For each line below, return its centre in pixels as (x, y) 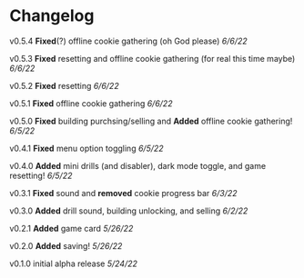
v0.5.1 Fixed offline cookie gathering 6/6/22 (91, 103)
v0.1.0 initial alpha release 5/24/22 (74, 263)
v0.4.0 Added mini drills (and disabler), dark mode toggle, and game (138, 165)
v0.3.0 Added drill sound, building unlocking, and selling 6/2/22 (129, 211)
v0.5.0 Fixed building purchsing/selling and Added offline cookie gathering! (151, 121)
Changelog (52, 16)
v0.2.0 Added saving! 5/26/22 (66, 245)
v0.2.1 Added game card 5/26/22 (71, 228)
